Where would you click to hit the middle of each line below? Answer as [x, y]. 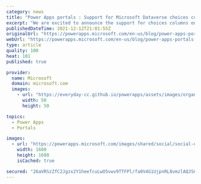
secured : [17, 171]
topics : [16, 116]
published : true [26, 62]
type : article [24, 45]
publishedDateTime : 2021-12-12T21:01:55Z [59, 28]
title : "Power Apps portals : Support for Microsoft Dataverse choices [97, 17]
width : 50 [34, 100]
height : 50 [36, 106]
